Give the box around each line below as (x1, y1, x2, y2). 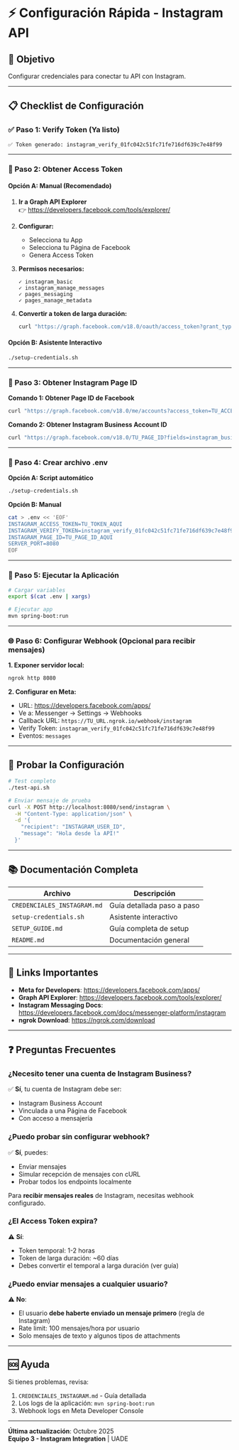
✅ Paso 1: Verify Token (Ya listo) (8, 125, 120, 135)
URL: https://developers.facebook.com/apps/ (18, 702, 151, 710)
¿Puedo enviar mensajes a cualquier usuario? (8, 1279, 169, 1289)
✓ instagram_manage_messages (18, 284, 105, 291)
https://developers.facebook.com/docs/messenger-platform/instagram (18, 1008, 226, 1017)
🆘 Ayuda (8, 1358, 50, 1370)
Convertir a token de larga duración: (18, 309, 128, 317)
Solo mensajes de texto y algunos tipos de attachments (18, 1331, 180, 1340)
